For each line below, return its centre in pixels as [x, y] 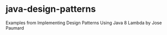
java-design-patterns [51, 9]
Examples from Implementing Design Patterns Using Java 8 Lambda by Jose [84, 23]
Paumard [15, 28]
